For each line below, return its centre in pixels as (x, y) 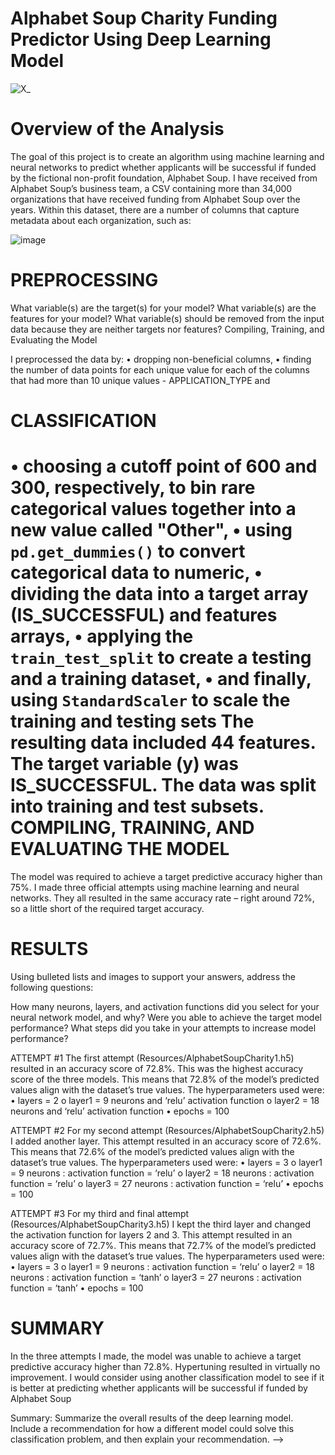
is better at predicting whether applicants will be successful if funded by (159, 1388)
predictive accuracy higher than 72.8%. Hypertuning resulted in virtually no (165, 1366)
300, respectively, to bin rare (133, 488)
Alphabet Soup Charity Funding (144, 18)
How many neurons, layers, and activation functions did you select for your (165, 1006)
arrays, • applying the (102, 636)
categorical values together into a (153, 509)
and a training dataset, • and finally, (161, 679)
